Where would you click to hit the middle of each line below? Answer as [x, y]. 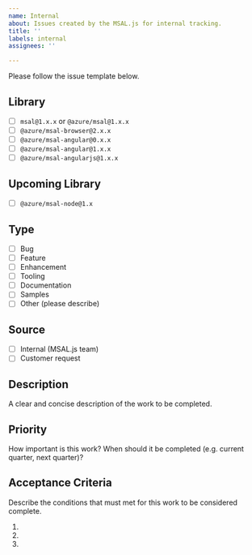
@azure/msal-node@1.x [56, 204]
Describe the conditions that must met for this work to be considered [123, 502]
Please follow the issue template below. [74, 76]
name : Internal [34, 16]
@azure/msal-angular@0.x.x [65, 140]
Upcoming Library [55, 184]
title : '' [25, 31]
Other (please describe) [60, 304]
